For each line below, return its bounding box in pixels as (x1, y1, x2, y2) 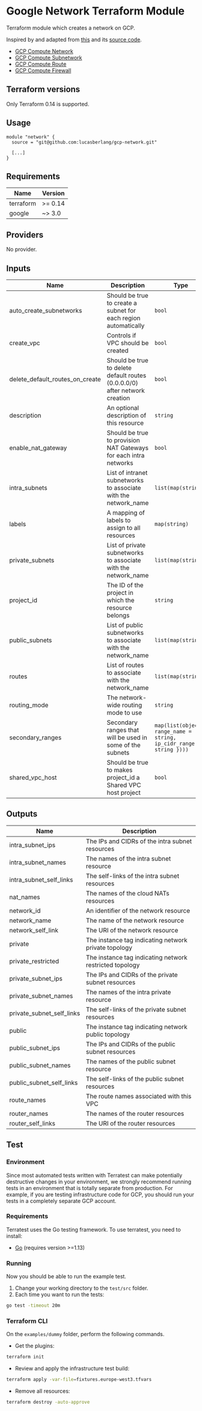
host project (106, 789, 141, 797)
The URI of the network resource (86, 926, 179, 934)
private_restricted (9, 957, 60, 965)
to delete (106, 364, 132, 372)
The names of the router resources (86, 1109, 185, 1118)
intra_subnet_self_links (9, 875, 73, 884)
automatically (106, 322, 145, 330)
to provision (106, 436, 140, 444)
